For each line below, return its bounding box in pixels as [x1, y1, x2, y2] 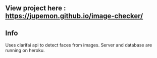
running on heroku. [5, 47, 45, 53]
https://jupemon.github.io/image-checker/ [5, 12, 143, 20]
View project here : [5, 4, 66, 12]
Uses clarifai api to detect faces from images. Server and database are [5, 42, 152, 48]
